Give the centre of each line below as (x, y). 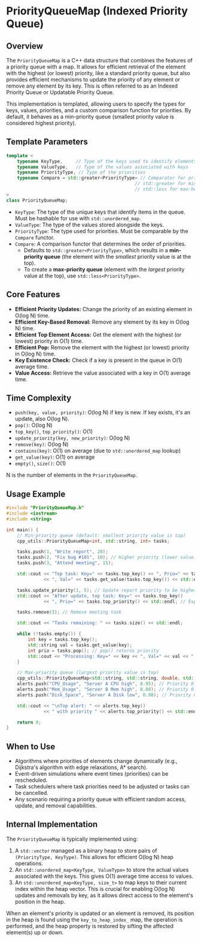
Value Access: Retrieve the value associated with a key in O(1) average (103, 373)
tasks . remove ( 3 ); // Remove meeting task (69, 612)
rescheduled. (31, 780)
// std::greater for (160, 184)
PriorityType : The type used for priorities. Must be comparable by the (101, 231)
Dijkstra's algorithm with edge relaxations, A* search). (81, 767)
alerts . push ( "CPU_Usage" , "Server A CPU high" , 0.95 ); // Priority (103, 684)
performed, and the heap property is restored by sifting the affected (90, 926)
